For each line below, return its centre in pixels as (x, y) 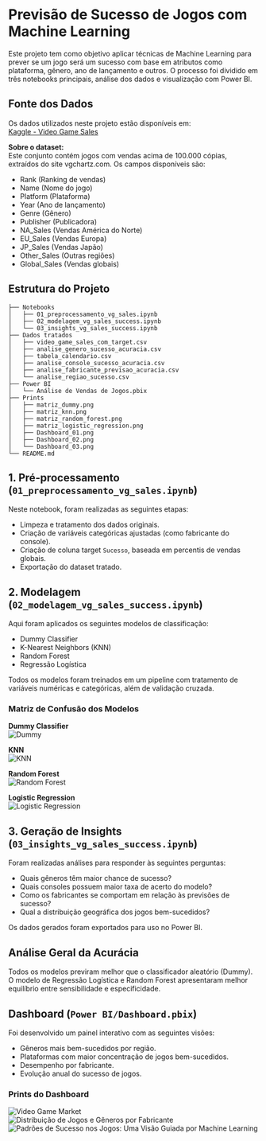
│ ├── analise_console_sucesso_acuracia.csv (87, 363)
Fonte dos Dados (51, 104)
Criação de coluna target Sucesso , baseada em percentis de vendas (130, 550)
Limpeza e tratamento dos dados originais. (90, 525)
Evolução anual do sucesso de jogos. (81, 1073)
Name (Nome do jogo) (56, 188)
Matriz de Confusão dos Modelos (73, 709)
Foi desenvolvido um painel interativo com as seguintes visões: (112, 1033)
